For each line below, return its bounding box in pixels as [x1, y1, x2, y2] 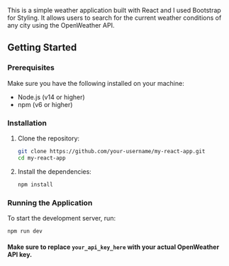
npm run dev [7, 227, 43, 235]
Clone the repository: [17, 134, 80, 143]
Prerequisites [7, 63, 55, 73]
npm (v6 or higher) [17, 100, 73, 109]
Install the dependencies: [17, 167, 92, 176]
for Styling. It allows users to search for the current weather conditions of [7, 13, 222, 22]
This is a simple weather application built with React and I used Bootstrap [7, 6, 221, 14]
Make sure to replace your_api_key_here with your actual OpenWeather [7, 243, 220, 251]
